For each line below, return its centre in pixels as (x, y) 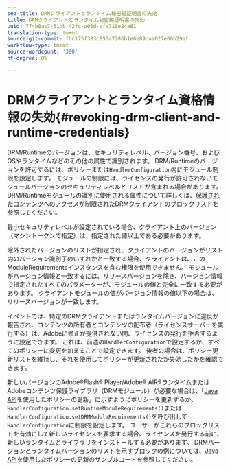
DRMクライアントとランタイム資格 (105, 100)
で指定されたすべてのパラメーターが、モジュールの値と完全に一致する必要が (115, 284)
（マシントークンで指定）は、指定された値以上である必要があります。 (106, 235)
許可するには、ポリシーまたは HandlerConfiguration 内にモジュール (119, 169)
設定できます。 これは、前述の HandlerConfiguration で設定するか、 (113, 342)
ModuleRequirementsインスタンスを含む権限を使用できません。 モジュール (113, 267)
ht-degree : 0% (27, 58)
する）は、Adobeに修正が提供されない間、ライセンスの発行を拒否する (113, 333)
